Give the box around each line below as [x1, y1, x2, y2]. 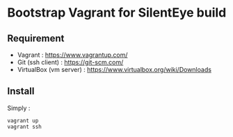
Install [7, 85, 35, 98]
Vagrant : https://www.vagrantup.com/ [17, 51, 128, 59]
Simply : [7, 104, 31, 112]
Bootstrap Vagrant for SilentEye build [7, 5, 227, 21]
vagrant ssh [7, 123, 42, 130]
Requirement [7, 33, 65, 44]
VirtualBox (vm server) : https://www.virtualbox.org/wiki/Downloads [17, 66, 212, 73]
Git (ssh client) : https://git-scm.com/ [17, 58, 124, 66]
